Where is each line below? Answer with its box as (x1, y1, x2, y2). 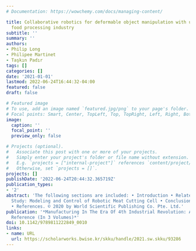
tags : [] (6, 63, 27, 68)
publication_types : (6, 182, 54, 188)
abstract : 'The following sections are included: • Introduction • (6, 192, 174, 198)
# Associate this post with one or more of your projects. (6, 149, 158, 155)
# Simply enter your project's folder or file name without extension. (6, 154, 190, 160)
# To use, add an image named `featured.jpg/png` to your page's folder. (6, 106, 190, 112)
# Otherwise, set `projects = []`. (6, 165, 98, 171)
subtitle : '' (6, 30, 38, 36)
